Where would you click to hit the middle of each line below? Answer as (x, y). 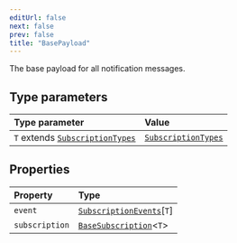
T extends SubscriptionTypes (75, 138)
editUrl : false (38, 18)
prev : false (32, 34)
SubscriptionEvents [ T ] (126, 210)
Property (33, 195)
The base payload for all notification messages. (98, 69)
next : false (32, 26)
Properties (40, 169)
